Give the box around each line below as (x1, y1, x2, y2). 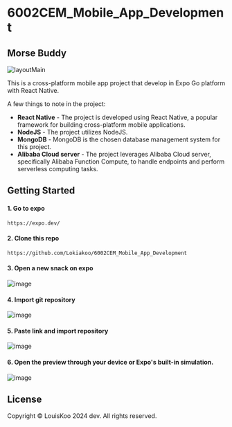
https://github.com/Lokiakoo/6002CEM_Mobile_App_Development (7, 250, 188, 256)
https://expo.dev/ (7, 220, 60, 227)
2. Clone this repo (7, 234, 60, 243)
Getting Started (7, 185, 75, 197)
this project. (17, 143, 52, 150)
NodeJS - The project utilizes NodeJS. (17, 128, 128, 136)
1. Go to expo (7, 204, 45, 212)
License (7, 394, 42, 405)
